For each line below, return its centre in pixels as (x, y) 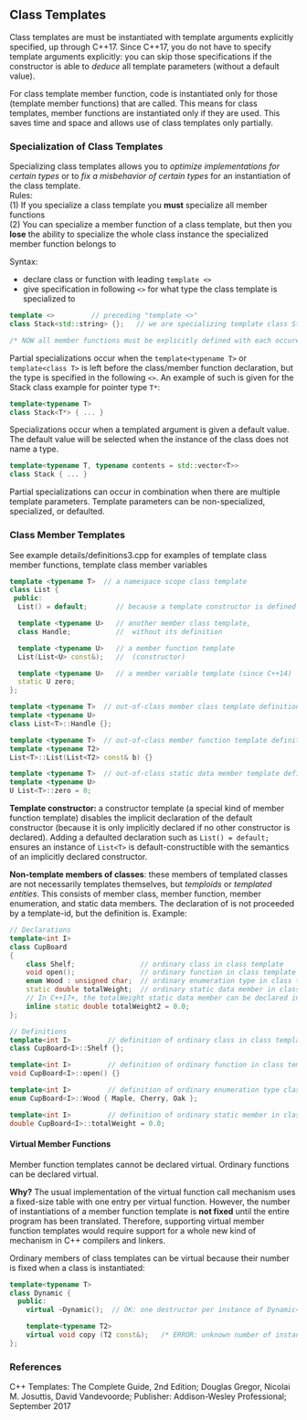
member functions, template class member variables (109, 565)
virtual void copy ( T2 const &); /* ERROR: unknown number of (149, 1335)
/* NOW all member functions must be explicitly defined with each (141, 340)
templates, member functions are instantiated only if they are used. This (145, 112)
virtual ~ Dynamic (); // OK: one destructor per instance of (144, 1310)
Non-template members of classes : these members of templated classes (148, 874)
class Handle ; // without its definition (120, 631)
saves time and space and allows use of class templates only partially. (142, 122)
